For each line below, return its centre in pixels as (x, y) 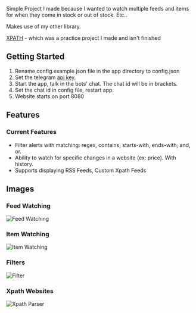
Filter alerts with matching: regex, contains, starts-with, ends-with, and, (102, 145)
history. (24, 164)
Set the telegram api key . (45, 77)
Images (20, 189)
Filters (16, 262)
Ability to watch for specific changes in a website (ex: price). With (96, 158)
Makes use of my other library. (44, 26)
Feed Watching (28, 206)
